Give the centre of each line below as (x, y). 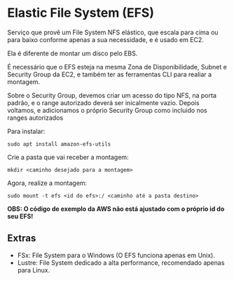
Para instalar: (26, 131)
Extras (22, 239)
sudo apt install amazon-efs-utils (59, 144)
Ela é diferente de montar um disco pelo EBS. (73, 53)
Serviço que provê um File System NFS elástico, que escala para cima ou (113, 32)
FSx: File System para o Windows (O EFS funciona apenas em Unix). (116, 255)
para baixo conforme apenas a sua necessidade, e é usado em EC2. (106, 39)
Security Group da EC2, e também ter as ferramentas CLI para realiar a (110, 74)
